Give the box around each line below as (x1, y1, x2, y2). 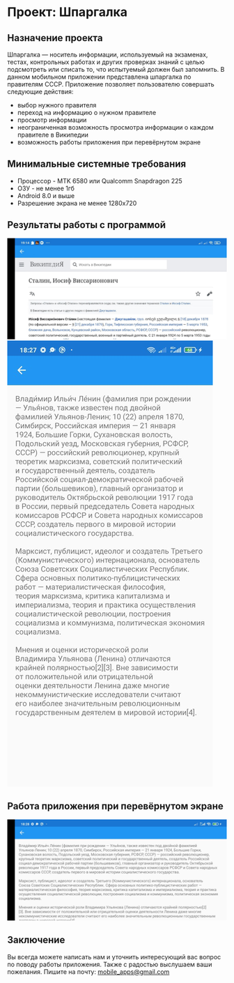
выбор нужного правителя (17, 101, 97, 109)
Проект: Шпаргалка (7, 4, 127, 20)
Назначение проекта (7, 32, 103, 44)
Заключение (7, 934, 65, 946)
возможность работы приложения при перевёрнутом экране (17, 138, 201, 146)
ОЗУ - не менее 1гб (17, 184, 75, 192)
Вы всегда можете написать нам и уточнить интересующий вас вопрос (7, 952, 221, 961)
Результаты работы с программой (7, 219, 166, 231)
